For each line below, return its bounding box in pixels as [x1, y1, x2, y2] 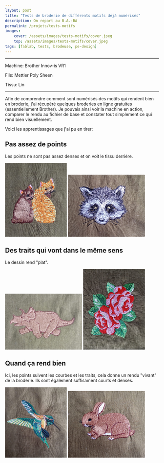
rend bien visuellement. [5, 116, 52, 122]
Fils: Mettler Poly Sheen [5, 72, 53, 78]
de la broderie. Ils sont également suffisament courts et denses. [5, 377, 133, 383]
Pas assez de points [5, 140, 67, 149]
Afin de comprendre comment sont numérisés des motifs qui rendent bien [5, 95, 154, 101]
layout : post [5, 8, 32, 13]
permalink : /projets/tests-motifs [5, 23, 76, 28]
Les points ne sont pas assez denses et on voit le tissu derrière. [5, 153, 133, 159]
